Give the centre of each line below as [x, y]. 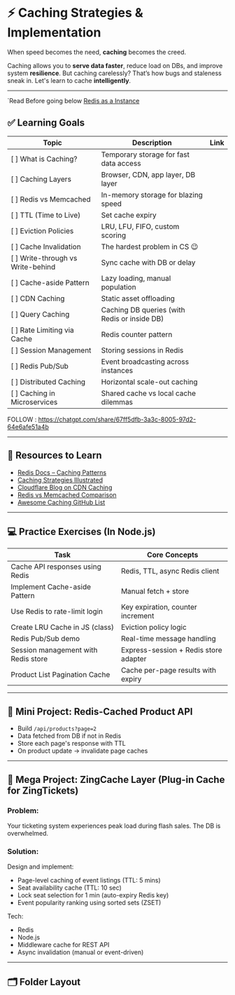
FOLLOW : [22, 419]
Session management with [54, 650]
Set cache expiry [129, 215]
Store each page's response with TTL [71, 744]
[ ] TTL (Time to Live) [46, 215]
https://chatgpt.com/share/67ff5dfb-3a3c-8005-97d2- [117, 419]
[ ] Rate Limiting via [43, 330]
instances [117, 370]
